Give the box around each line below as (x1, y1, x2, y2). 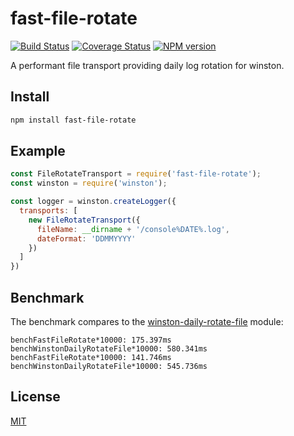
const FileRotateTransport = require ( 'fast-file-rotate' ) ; (10, 169, 262, 179)
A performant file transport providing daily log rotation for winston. (10, 59, 285, 71)
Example (10, 143, 66, 160)
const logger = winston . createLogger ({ (10, 197, 177, 207)
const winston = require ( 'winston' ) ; (10, 178, 168, 189)
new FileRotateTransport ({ (28, 215, 141, 225)
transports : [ (19, 206, 78, 216)
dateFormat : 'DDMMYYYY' (36, 233, 137, 244)
